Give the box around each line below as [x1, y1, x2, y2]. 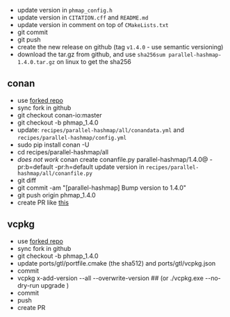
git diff [17, 176, 37, 184]
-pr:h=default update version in [54, 163, 145, 171]
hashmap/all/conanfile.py [17, 170, 92, 177]
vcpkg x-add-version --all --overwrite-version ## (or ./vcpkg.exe [17, 274, 204, 282]
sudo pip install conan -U [17, 140, 90, 149]
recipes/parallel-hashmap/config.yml [17, 134, 127, 141]
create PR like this [17, 198, 69, 206]
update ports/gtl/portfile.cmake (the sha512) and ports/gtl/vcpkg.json [17, 259, 216, 267]
